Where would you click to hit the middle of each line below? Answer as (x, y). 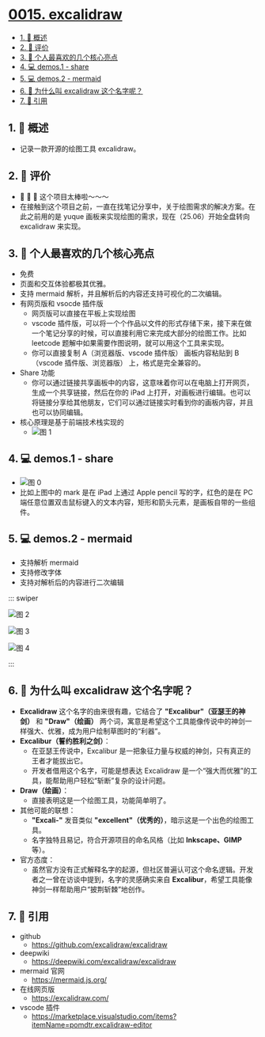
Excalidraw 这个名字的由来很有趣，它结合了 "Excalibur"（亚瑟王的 (129, 711)
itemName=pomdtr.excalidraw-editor (92, 1024)
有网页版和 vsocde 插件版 (62, 304)
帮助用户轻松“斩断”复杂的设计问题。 (111, 780)
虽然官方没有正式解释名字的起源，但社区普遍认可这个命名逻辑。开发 (142, 869)
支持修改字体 (40, 572)
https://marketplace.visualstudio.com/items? (104, 1016)
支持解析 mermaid (49, 562)
